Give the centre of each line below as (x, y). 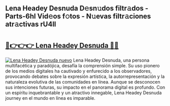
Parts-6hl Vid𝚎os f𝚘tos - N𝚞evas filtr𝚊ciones (78, 17)
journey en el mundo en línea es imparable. (50, 98)
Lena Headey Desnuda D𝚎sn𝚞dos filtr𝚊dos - (77, 8)
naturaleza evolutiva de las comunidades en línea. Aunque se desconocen (83, 82)
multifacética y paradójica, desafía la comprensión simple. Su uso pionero (82, 65)
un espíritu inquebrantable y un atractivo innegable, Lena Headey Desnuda (83, 93)
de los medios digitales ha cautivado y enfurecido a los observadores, (79, 71)
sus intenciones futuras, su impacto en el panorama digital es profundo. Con (85, 87)
